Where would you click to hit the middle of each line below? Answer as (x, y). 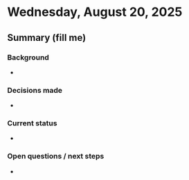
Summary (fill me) (47, 38)
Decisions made (35, 90)
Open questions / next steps (56, 156)
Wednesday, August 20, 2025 (95, 12)
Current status (32, 123)
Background (28, 57)
